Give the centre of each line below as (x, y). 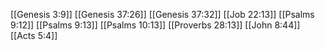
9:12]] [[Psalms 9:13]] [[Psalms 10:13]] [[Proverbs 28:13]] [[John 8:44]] (155, 25)
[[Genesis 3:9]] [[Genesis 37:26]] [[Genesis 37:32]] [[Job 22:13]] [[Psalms (162, 14)
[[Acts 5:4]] (34, 35)
